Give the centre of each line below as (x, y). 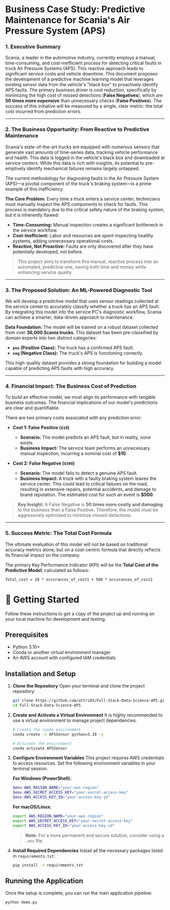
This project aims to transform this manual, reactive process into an (88, 261)
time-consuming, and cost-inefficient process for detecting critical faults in (83, 63)
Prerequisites (27, 635)
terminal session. (30, 769)
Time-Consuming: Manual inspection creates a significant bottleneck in (88, 224)
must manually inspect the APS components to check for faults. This (77, 204)
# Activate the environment (42, 743)
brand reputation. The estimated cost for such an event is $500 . (87, 495)
